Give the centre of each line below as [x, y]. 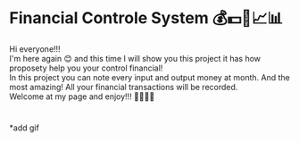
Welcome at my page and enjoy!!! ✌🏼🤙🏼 [82, 96]
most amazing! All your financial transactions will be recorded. [124, 87]
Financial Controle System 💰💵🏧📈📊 [146, 18]
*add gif [25, 128]
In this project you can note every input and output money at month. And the [149, 77]
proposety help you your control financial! [86, 68]
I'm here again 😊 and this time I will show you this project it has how [135, 58]
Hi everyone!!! [35, 49]
